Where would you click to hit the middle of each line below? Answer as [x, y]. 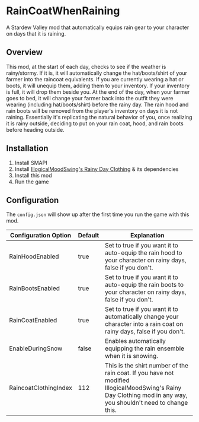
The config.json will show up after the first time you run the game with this [98, 214]
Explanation [147, 236]
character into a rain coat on [144, 324]
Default [89, 236]
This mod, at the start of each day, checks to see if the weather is [86, 66]
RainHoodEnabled [34, 256]
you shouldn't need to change [146, 403]
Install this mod [33, 175]
